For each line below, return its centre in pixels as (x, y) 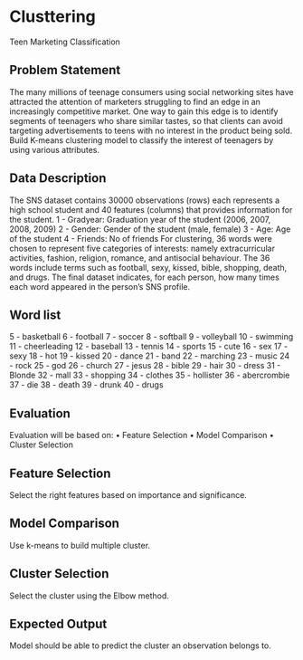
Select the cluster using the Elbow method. (90, 596)
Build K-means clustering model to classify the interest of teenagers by (142, 140)
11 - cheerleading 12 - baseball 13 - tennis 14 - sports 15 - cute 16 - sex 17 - (148, 347)
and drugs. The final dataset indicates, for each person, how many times (145, 277)
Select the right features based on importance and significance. (128, 495)
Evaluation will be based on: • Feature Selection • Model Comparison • (142, 435)
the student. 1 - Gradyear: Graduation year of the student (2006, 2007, (140, 219)
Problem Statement (65, 70)
